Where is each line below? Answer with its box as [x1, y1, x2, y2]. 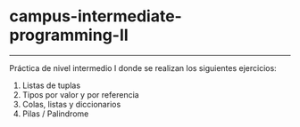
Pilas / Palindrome [21, 108, 89, 119]
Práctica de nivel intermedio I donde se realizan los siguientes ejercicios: [9, 62, 277, 73]
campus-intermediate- [9, 6, 183, 27]
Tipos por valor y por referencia [21, 89, 140, 99]
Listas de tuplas [21, 80, 81, 91]
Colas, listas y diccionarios [21, 99, 121, 109]
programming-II [9, 25, 129, 45]
